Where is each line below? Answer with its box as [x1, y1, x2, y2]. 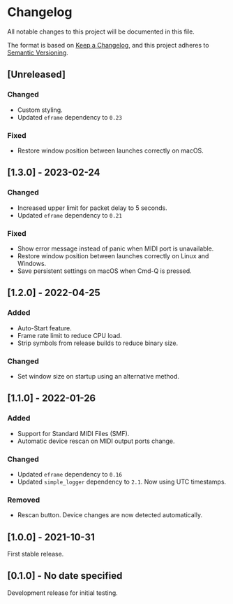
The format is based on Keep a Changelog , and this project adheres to [7, 41, 209, 49]
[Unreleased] [7, 69, 66, 80]
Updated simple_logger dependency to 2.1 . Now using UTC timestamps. [17, 477, 227, 486]
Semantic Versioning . [7, 48, 68, 57]
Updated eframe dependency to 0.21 [17, 211, 122, 219]
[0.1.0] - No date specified [7, 570, 123, 582]
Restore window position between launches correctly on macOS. [17, 146, 204, 155]
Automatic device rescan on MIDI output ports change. [17, 437, 176, 445]
